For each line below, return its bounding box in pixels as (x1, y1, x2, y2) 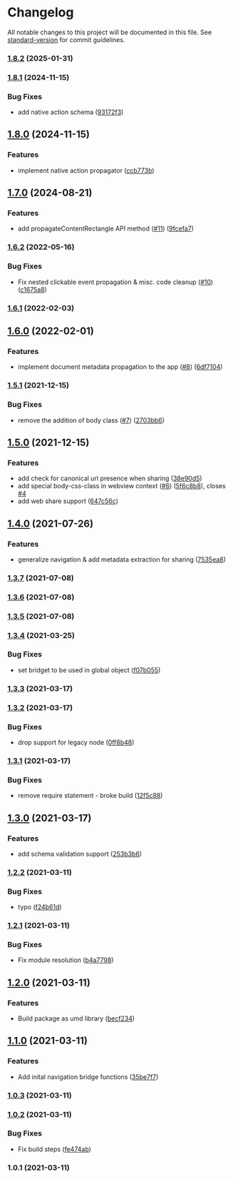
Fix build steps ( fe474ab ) (17, 1145, 91, 1153)
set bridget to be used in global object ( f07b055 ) (17, 665, 161, 674)
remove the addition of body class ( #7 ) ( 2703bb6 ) (17, 415, 165, 425)
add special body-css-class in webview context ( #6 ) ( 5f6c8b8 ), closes (17, 482, 226, 490)
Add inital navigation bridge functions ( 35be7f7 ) (17, 1072, 159, 1081)
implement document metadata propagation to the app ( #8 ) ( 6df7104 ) (17, 363, 223, 371)
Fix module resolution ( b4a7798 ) (17, 956, 114, 964)
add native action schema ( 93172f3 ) (17, 108, 124, 116)
